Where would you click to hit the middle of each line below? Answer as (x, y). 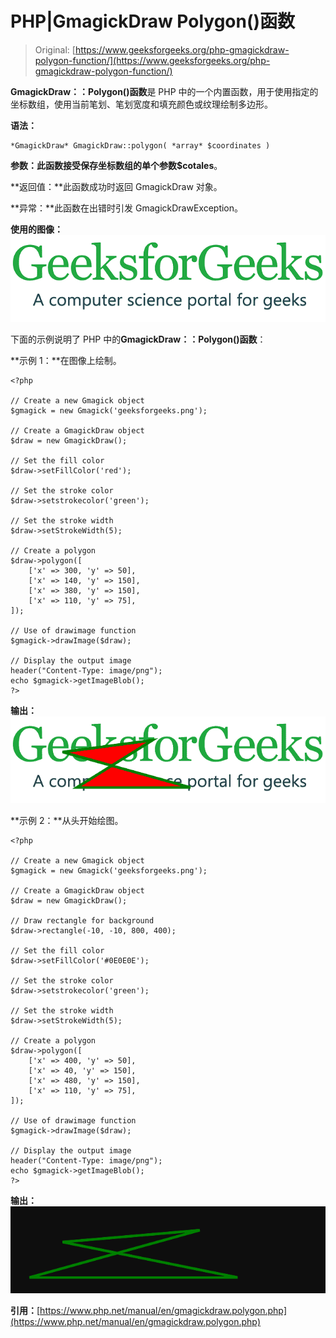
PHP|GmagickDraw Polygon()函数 (153, 21)
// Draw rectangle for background (82, 921)
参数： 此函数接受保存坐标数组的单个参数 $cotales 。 (116, 165)
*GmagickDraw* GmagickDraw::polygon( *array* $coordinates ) (140, 145)
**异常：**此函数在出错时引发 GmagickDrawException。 (127, 208)
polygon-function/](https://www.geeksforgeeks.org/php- (152, 60)
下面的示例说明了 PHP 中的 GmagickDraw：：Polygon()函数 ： (138, 339)
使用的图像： (36, 229)
